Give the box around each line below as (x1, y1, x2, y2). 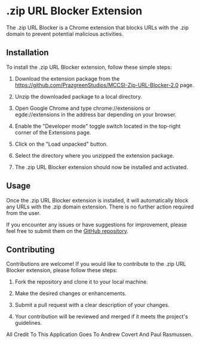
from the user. (6, 209, 41, 216)
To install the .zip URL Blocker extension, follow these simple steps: (6, 63, 172, 70)
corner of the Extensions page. (14, 128, 91, 136)
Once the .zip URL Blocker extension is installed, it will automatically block (6, 196, 189, 204)
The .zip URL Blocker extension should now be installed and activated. (14, 163, 188, 171)
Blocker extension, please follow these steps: (6, 267, 118, 274)
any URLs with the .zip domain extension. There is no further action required (6, 203, 194, 210)
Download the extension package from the (14, 75, 120, 82)
